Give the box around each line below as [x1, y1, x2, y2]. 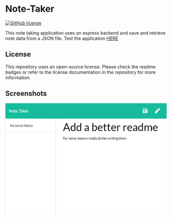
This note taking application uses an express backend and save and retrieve [5, 30, 166, 36]
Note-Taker [5, 3, 55, 15]
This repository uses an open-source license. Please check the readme [5, 63, 156, 69]
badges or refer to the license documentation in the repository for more [5, 69, 156, 75]
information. [5, 75, 31, 81]
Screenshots [5, 89, 47, 98]
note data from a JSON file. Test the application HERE [5, 35, 119, 41]
